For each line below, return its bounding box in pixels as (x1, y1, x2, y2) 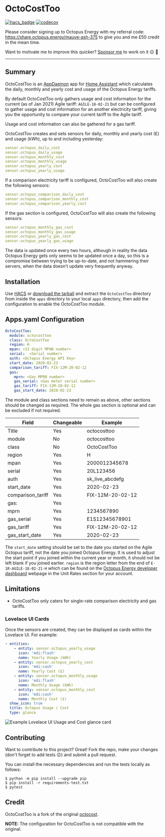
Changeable (53, 419, 82, 426)
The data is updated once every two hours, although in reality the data (5, 248, 147, 254)
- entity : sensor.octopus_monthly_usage (14, 674, 98, 679)
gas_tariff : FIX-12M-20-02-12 (14, 383, 76, 389)
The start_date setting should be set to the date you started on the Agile (5, 545, 153, 550)
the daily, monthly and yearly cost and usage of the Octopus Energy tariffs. (5, 86, 157, 92)
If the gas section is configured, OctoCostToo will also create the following (5, 210, 156, 216)
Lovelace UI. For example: (5, 632, 58, 638)
